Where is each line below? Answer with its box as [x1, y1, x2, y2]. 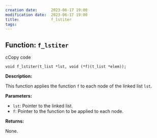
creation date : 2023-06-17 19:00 [5, 7, 88, 13]
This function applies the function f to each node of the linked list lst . [5, 83, 152, 89]
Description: [5, 73, 32, 79]
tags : [5, 21, 17, 27]
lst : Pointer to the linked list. [12, 103, 73, 109]
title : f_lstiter [5, 17, 72, 22]
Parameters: [5, 93, 32, 99]
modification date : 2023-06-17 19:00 [5, 12, 88, 17]
